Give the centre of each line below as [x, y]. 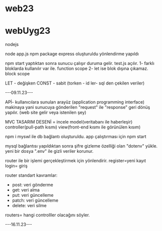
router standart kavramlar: [31, 175]
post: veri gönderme [33, 185]
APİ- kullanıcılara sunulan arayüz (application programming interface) [75, 102]
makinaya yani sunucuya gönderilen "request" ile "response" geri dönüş [78, 107]
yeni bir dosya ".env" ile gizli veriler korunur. [49, 151]
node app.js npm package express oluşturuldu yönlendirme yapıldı [72, 54]
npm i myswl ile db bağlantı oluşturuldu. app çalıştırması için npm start [76, 137]
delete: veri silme [29, 206]
